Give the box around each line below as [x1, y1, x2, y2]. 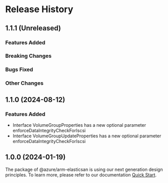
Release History [5, 4, 73, 15]
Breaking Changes [5, 52, 52, 59]
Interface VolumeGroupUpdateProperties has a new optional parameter [12, 133, 161, 139]
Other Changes [5, 80, 44, 87]
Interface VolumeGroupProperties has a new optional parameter [12, 122, 146, 128]
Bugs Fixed [5, 66, 33, 73]
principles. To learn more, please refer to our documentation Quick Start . [5, 171, 157, 178]
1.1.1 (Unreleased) [5, 24, 61, 32]
